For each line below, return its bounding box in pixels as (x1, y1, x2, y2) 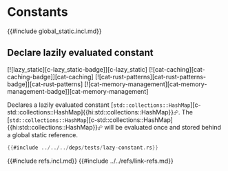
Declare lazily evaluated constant (7, 47, 154, 59)
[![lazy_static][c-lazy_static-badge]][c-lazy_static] (7, 65, 148, 73)
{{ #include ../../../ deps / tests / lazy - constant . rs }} (7, 144, 158, 151)
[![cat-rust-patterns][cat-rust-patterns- (95, 72, 207, 81)
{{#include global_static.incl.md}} (7, 27, 102, 35)
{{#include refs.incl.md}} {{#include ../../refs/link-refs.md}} (7, 157, 174, 165)
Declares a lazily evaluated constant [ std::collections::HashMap (7, 101, 191, 109)
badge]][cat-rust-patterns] (7, 80, 83, 88)
